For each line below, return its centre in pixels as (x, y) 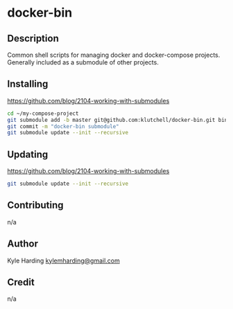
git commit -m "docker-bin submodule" (63, 126)
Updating (28, 154)
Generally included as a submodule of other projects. (83, 62)
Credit (21, 282)
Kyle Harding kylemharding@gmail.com (63, 261)
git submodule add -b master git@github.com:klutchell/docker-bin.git (111, 120)
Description (33, 38)
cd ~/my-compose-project (43, 113)
